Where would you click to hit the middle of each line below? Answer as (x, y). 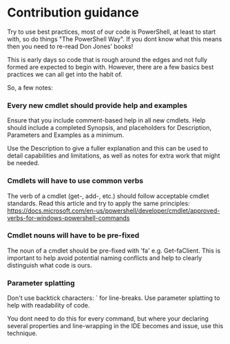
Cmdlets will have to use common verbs (75, 181)
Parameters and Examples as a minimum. (65, 135)
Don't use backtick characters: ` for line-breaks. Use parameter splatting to (114, 298)
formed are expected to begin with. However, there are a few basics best (111, 67)
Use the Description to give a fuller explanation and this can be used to (108, 149)
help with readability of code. (49, 305)
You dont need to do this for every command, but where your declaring (108, 319)
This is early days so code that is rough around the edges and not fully (107, 59)
